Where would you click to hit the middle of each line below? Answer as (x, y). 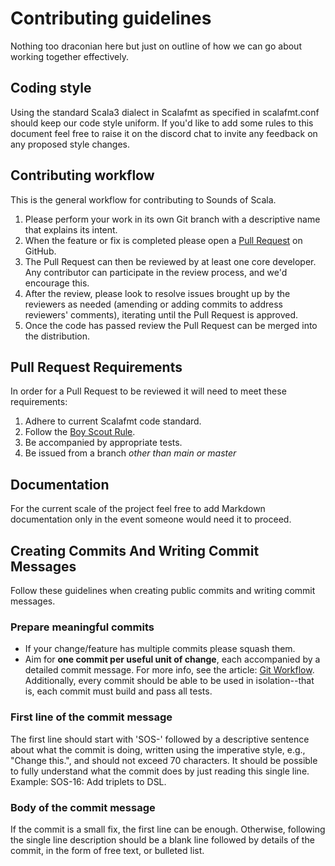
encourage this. (57, 283)
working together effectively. (69, 56)
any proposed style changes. (70, 144)
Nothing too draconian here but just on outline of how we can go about (156, 46)
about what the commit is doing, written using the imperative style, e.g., (158, 749)
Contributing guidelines (111, 18)
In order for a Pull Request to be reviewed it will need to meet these (148, 391)
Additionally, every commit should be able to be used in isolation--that (169, 681)
